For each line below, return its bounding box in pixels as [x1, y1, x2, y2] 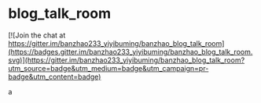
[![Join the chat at [8, 30, 66, 40]
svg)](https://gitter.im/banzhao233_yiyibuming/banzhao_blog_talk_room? [8, 55, 245, 65]
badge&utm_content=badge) [8, 72, 101, 81]
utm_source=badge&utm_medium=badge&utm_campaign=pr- [8, 63, 209, 73]
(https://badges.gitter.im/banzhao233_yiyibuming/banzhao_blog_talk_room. [8, 47, 253, 56]
